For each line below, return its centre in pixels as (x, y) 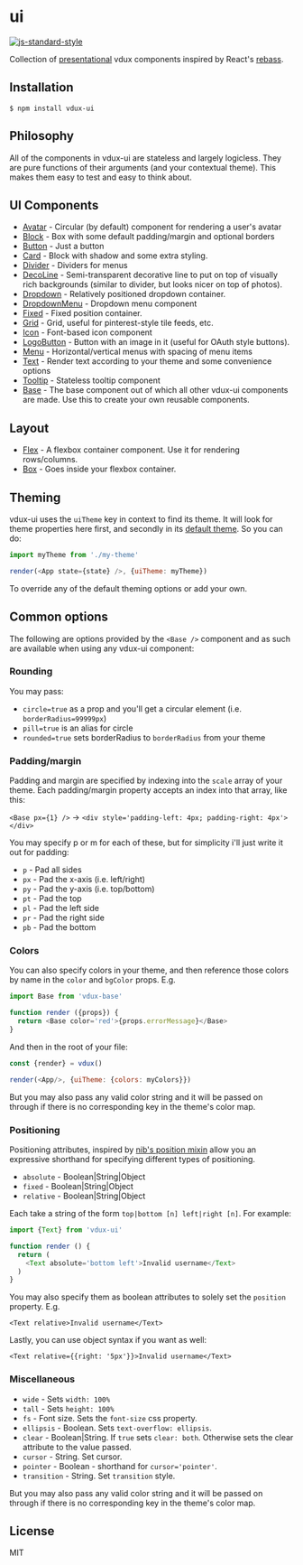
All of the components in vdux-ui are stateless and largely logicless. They (146, 158)
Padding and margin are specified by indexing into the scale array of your (146, 781)
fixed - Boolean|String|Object (78, 1186)
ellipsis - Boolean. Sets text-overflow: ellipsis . (117, 1428)
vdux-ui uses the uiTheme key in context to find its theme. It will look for (141, 519)
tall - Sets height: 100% (68, 1408)
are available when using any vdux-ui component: (102, 648)
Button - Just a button (63, 247)
